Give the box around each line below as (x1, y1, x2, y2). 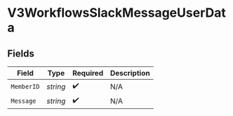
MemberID (11, 82, 40, 90)
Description (109, 68, 150, 78)
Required (72, 68, 104, 78)
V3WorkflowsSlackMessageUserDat (7, 5, 226, 21)
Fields (7, 48, 35, 59)
